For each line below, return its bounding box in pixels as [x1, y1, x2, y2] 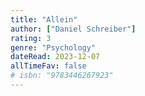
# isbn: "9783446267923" [10, 71, 114, 81]
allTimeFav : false [10, 61, 87, 71]
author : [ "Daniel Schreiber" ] [10, 24, 137, 34]
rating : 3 [10, 33, 52, 43]
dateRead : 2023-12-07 [10, 52, 101, 62]
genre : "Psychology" [10, 42, 97, 53]
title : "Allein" [10, 14, 78, 25]
